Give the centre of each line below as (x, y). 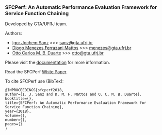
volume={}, (16, 116)
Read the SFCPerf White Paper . (36, 72)
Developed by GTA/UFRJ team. (36, 24)
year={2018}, (18, 111)
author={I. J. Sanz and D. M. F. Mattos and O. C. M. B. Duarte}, (73, 94)
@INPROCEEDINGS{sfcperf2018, (34, 90)
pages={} (14, 124)
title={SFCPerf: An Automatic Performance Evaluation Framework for (76, 103)
